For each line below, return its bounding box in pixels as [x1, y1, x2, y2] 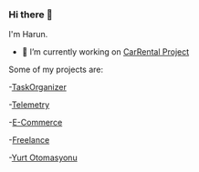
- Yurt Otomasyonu [8, 152, 79, 163]
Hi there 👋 [8, 8, 54, 21]
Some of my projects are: [8, 64, 104, 76]
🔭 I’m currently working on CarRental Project [21, 46, 190, 57]
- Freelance [8, 135, 50, 146]
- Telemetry [8, 99, 50, 110]
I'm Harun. [8, 29, 48, 40]
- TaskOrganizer [8, 82, 68, 93]
